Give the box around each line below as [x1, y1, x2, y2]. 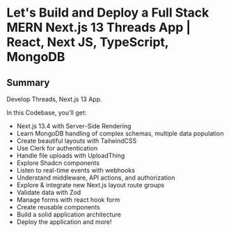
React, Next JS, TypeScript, [6, 35, 169, 50]
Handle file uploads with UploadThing [16, 151, 125, 159]
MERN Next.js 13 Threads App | [6, 19, 191, 35]
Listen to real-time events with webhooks [16, 166, 135, 174]
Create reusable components [16, 203, 100, 211]
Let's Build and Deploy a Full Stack [6, 5, 209, 21]
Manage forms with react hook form [16, 196, 120, 204]
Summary [6, 76, 50, 88]
